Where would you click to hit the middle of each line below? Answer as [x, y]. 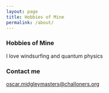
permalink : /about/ [30, 22]
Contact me [23, 71]
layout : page [22, 11]
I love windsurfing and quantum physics [54, 56]
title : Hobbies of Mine [35, 17]
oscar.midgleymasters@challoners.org [53, 84]
